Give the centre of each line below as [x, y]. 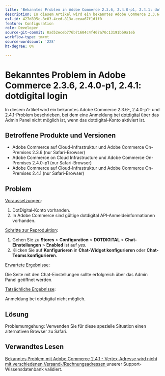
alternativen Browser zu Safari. [36, 331]
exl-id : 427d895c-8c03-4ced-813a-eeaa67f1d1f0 [54, 19]
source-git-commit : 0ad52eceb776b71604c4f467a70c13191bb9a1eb [70, 32]
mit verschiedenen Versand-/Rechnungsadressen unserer [64, 364]
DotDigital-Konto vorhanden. [41, 210]
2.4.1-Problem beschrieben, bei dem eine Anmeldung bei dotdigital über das [82, 115]
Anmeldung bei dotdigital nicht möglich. [45, 299]
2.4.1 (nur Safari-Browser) [58, 173]
